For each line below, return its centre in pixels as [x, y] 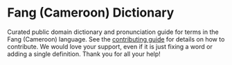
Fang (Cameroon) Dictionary [91, 13]
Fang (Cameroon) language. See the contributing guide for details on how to [116, 39]
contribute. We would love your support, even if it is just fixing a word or [110, 46]
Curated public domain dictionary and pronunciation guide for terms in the [113, 32]
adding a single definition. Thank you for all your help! [84, 54]
